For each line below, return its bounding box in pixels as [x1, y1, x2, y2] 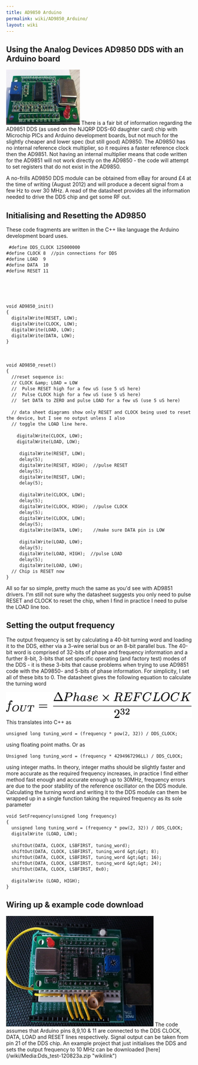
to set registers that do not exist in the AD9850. [6, 163, 121, 170]
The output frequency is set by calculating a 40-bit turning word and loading [6, 636, 192, 643]
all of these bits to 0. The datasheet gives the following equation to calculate [6, 673, 192, 680]
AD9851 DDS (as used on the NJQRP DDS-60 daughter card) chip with [6, 125, 178, 133]
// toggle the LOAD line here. [11, 421, 88, 427]
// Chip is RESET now [11, 568, 65, 574]
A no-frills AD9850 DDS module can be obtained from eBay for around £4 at [6, 174, 192, 182]
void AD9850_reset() [6, 362, 57, 368]
